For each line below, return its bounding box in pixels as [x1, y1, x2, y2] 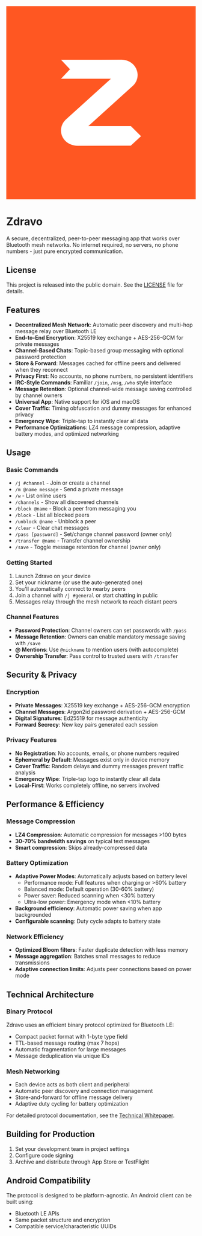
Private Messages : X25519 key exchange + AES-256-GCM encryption [14, 701, 191, 709]
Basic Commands [6, 465, 59, 474]
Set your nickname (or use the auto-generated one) [14, 579, 143, 586]
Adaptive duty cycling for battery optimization [14, 1100, 129, 1107]
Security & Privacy [6, 670, 78, 680]
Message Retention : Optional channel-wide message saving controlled [14, 385, 192, 392]
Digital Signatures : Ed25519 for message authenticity [14, 715, 148, 722]
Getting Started [6, 558, 52, 567]
